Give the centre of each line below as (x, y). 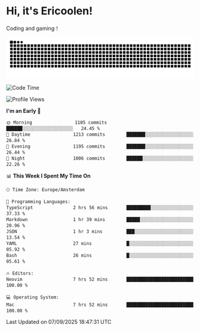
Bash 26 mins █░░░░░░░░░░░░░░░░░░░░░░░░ (100, 255)
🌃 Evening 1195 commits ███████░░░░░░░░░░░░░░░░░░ (100, 146)
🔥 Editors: (20, 273)
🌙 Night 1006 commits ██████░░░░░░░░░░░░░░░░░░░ (100, 158)
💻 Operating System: (33, 297)
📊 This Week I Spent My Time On (48, 176)
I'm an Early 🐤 (24, 111)
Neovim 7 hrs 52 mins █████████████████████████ (100, 279)
